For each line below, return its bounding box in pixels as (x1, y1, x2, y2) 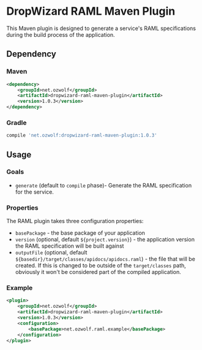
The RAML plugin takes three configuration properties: (6, 218, 144, 225)
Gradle (6, 118, 27, 127)
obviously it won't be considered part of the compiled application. (15, 268, 182, 276)
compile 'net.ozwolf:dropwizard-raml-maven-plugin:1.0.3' (6, 132, 157, 139)
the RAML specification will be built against (15, 242, 124, 249)
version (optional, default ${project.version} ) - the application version (15, 236, 195, 243)
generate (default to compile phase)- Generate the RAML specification (15, 181, 192, 189)
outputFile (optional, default (15, 249, 88, 256)
